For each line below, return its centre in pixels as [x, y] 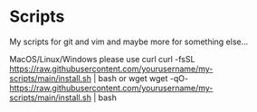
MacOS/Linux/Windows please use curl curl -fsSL [102, 59]
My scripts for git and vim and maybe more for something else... [129, 42]
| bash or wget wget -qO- [141, 78]
